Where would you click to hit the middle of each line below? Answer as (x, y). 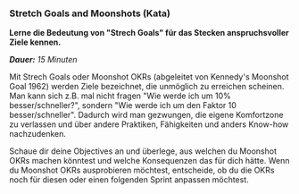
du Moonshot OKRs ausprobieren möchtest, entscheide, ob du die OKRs (142, 170)
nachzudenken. (38, 134)
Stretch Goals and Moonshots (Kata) (90, 13)
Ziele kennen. (35, 42)
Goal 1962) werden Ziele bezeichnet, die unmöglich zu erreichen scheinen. (147, 87)
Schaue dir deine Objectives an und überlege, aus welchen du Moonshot (143, 151)
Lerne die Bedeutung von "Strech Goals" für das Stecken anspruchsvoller (149, 33)
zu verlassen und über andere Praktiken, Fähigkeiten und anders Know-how (149, 124)
